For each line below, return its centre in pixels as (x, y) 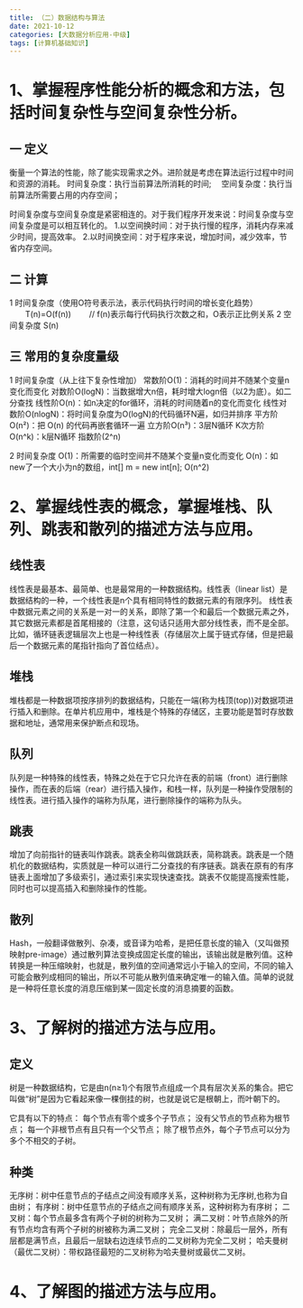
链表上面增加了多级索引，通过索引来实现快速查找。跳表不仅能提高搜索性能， (151, 877)
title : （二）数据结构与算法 (57, 18)
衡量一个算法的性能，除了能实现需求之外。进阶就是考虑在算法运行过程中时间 (151, 173)
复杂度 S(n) (38, 325)
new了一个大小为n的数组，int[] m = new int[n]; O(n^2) (110, 467)
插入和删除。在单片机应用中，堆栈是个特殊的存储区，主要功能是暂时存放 (151, 711)
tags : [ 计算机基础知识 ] (49, 43)
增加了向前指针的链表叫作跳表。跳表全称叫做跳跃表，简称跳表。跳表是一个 (147, 855)
